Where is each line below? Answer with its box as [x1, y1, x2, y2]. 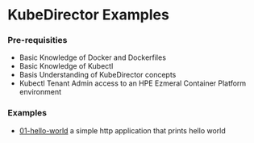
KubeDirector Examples [7, 6, 170, 24]
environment [19, 87, 62, 97]
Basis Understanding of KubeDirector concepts [19, 70, 177, 80]
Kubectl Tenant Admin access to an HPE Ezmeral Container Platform [19, 78, 247, 88]
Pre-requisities [7, 35, 68, 46]
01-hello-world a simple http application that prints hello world [19, 125, 227, 135]
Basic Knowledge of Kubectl [19, 61, 114, 71]
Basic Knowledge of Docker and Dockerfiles [19, 53, 167, 62]
